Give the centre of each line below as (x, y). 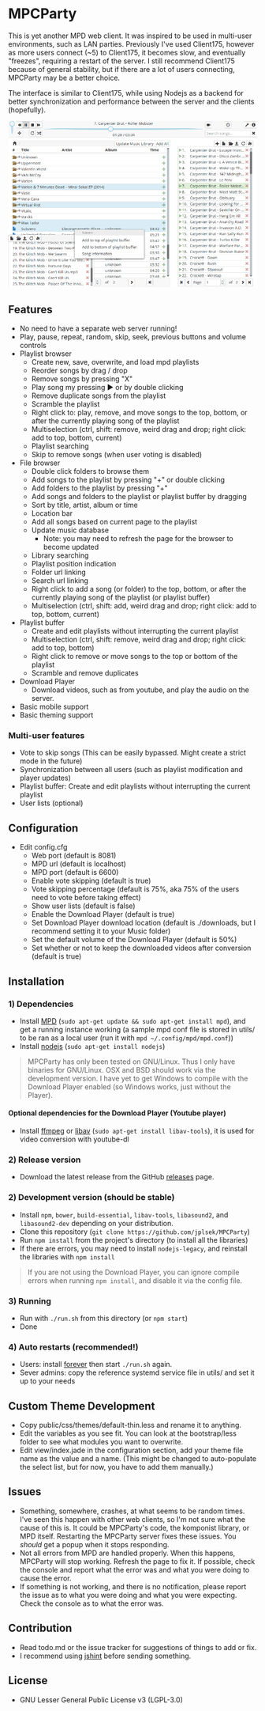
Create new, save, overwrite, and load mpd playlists (115, 362)
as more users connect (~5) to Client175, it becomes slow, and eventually (127, 52)
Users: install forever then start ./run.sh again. (96, 1365)
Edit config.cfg (43, 847)
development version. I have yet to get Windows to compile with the (138, 1078)
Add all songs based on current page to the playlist (114, 522)
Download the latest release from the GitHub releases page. (117, 1177)
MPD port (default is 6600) (75, 873)
